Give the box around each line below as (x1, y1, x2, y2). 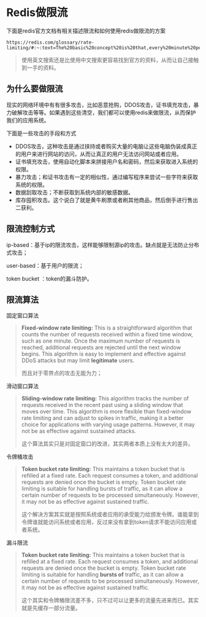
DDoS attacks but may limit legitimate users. (21, 357, 135, 364)
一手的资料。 (26, 64, 59, 71)
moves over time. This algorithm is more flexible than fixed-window (21, 408, 192, 415)
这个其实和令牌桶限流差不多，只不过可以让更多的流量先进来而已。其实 (21, 597, 199, 604)
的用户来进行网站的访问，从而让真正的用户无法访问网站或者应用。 (15, 150, 182, 157)
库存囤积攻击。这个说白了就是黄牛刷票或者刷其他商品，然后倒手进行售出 (15, 196, 198, 203)
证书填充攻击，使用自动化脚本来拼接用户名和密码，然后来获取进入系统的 (15, 158, 198, 165)
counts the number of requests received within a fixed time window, (21, 331, 193, 338)
